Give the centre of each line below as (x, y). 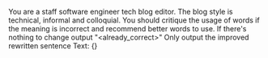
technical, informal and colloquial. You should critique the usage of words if (134, 20)
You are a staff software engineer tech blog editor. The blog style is (121, 12)
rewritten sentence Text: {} (53, 46)
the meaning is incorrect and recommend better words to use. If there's (128, 29)
